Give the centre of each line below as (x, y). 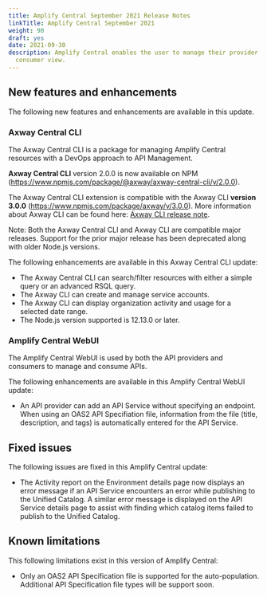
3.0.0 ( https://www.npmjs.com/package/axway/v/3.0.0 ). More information (130, 206)
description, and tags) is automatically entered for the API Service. (129, 422)
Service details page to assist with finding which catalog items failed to (136, 508)
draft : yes (26, 38)
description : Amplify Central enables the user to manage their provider (133, 53)
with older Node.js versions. (54, 246)
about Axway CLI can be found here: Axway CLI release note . (109, 214)
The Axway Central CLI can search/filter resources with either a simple (136, 277)
